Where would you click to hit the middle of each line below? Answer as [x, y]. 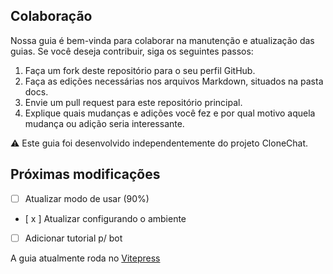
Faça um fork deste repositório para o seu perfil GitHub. [140, 70]
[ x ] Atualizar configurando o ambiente [105, 218]
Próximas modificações [85, 174]
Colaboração [51, 16]
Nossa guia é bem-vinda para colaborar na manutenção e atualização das [162, 40]
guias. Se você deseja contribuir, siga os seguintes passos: [132, 51]
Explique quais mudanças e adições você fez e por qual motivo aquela [170, 113]
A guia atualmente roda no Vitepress [85, 258]
